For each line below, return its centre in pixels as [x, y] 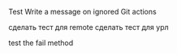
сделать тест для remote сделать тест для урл [88, 27]
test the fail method [41, 43]
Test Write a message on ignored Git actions [82, 12]
